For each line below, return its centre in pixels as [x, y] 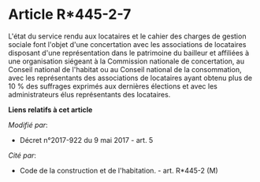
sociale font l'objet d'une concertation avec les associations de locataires [127, 44]
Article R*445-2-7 [70, 15]
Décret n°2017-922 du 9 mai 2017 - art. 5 [86, 140]
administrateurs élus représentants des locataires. [89, 94]
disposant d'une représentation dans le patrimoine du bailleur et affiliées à [129, 53]
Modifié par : [28, 125]
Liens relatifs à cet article [50, 109]
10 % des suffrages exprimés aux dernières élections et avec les [113, 86]
